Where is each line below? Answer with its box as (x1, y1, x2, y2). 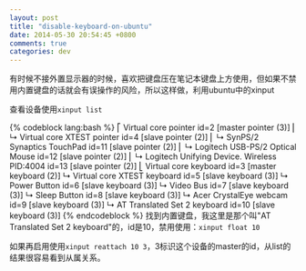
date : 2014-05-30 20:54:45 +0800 (9, 30, 137, 39)
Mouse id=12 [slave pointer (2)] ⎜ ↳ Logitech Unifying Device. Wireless (9, 151, 277, 162)
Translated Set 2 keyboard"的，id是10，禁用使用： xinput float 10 (9, 222, 260, 233)
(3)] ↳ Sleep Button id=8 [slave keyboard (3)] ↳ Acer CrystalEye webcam (9, 190, 289, 201)
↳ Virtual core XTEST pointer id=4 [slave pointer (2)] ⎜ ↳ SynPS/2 (9, 132, 260, 143)
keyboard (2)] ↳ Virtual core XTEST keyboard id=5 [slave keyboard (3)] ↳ (9, 170, 289, 182)
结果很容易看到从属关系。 (9, 252, 106, 264)
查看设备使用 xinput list (9, 104, 103, 115)
